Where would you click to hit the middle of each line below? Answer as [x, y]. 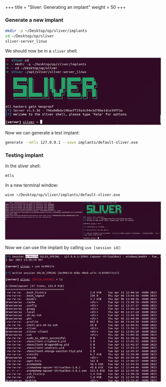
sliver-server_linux [26, 42]
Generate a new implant [34, 20]
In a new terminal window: [32, 185]
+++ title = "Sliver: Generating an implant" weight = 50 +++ [65, 7]
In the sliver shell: [23, 166]
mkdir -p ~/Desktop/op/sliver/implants [46, 31]
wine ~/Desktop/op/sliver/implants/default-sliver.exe [63, 195]
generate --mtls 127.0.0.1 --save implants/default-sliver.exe [72, 143]
